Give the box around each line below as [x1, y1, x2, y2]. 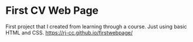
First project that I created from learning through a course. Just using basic [5, 23, 187, 30]
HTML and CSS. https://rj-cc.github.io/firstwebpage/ [5, 29, 133, 36]
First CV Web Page [5, 4, 99, 17]
